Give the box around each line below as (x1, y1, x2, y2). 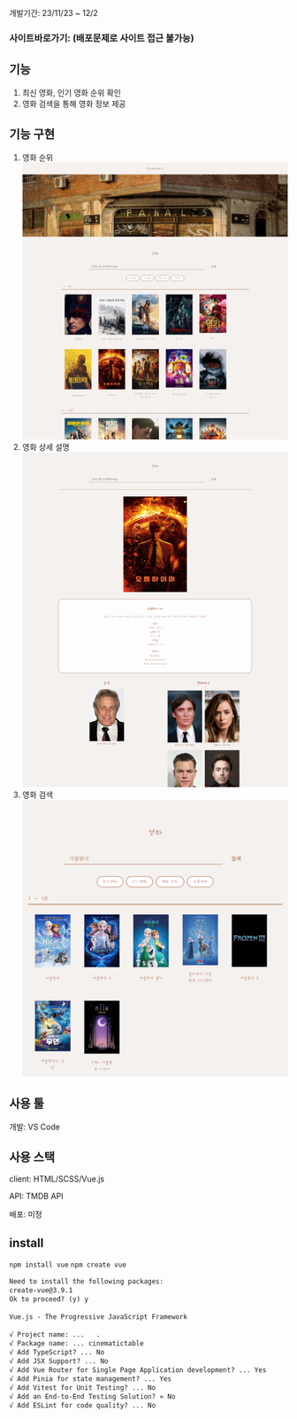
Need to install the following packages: (9, 1277, 164, 1286)
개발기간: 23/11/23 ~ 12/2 (9, 8, 99, 18)
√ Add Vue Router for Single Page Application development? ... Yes (9, 1366, 267, 1375)
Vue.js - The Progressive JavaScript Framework (9, 1313, 188, 1322)
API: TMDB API (9, 1190, 64, 1202)
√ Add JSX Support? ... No (9, 1357, 109, 1366)
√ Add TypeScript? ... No (9, 1348, 104, 1357)
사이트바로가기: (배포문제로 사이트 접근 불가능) (9, 32, 194, 44)
